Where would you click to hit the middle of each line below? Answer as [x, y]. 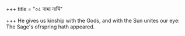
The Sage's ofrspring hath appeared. [50, 27]
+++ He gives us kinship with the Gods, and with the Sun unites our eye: [93, 21]
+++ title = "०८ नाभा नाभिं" [34, 9]
